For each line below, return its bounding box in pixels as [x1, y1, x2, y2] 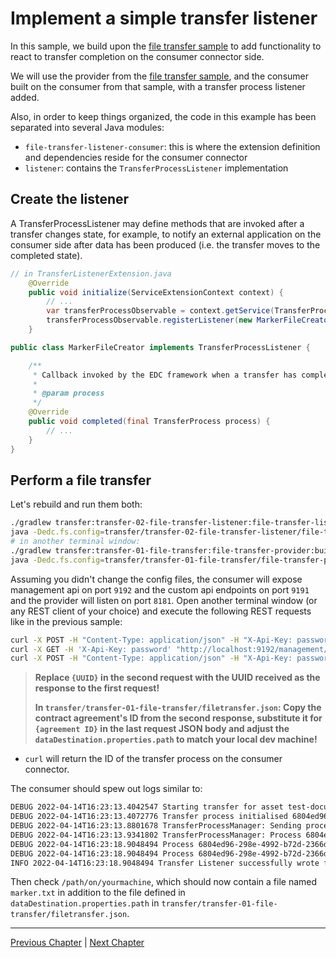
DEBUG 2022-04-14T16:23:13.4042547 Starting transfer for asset [10, 802, 284, 812]
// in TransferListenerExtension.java [10, 268, 172, 279]
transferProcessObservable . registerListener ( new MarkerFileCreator [46, 315, 333, 326]
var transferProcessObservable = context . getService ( [46, 306, 275, 316]
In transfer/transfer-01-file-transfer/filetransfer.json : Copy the [34, 702, 322, 714]
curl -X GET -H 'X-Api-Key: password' [10, 644, 172, 654]
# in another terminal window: [10, 537, 141, 547]
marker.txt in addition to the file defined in [10, 887, 186, 899]
